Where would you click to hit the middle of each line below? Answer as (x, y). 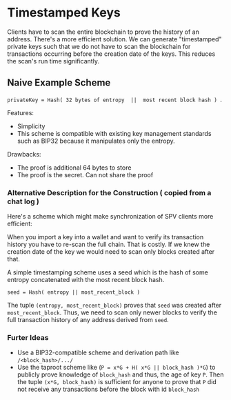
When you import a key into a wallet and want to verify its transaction (106, 237)
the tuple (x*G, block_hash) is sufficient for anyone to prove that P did (117, 382)
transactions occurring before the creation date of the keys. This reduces (111, 54)
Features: (21, 112)
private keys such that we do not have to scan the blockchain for (99, 46)
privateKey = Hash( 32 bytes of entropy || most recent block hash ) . (115, 99)
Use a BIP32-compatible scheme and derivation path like (98, 352)
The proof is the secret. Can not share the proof (85, 174)
